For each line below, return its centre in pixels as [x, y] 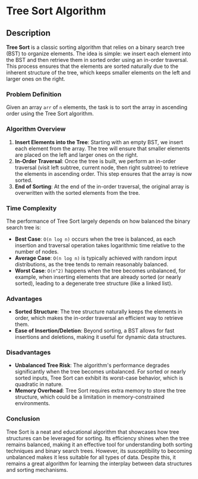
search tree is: [24, 227]
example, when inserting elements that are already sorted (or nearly [98, 277]
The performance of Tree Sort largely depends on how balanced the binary [98, 221]
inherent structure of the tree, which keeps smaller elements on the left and [98, 72]
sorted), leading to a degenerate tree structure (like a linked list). [94, 283]
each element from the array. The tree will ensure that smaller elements [102, 148]
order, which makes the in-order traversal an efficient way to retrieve [99, 318]
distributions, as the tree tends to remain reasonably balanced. [91, 264]
